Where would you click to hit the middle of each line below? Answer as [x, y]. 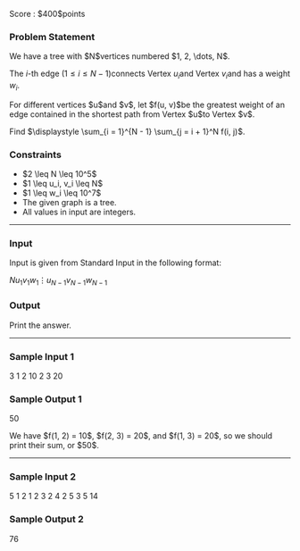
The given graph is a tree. [70, 203]
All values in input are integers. [79, 212]
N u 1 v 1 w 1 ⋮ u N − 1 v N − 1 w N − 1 [58, 281]
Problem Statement [52, 37]
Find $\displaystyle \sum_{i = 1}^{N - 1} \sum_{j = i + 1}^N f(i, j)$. [127, 131]
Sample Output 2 [46, 520]
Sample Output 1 [46, 399]
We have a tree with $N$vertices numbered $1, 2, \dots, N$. [120, 56]
